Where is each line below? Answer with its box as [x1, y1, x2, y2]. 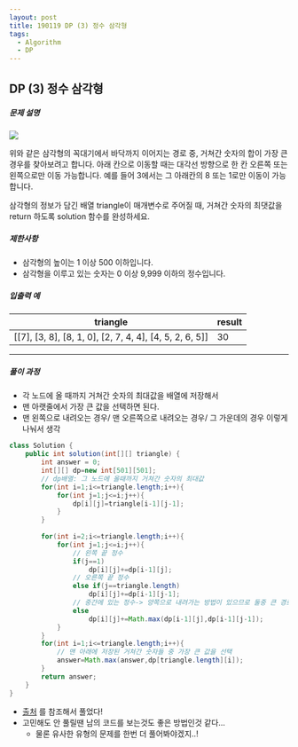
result [216, 316, 242, 328]
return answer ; [41, 672, 98, 681]
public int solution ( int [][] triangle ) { [25, 450, 180, 459]
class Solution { [9, 441, 74, 451]
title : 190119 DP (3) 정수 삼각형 [9, 21, 128, 30]
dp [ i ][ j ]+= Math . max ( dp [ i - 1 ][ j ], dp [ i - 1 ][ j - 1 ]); [88, 614, 264, 624]
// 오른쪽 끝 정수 [72, 573, 129, 582]
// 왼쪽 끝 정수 [72, 548, 124, 557]
